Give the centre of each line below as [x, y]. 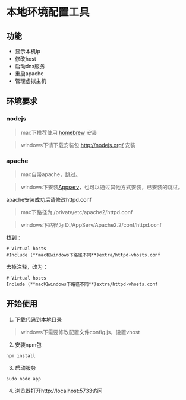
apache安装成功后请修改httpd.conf [49, 199]
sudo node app [24, 379]
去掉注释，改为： [27, 266]
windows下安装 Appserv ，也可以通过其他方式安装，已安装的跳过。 [102, 187]
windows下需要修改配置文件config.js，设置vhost [80, 332]
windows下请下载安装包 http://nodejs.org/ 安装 [78, 145]
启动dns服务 [30, 66]
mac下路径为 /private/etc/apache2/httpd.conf [77, 212]
